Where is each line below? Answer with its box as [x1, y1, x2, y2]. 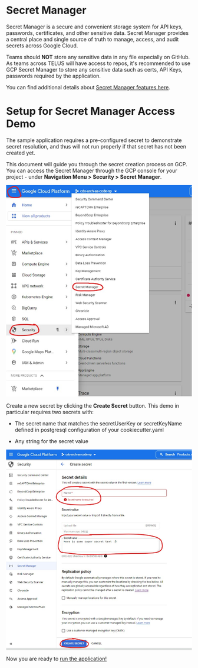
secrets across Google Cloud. [6, 42, 78, 49]
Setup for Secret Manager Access [6, 105, 176, 118]
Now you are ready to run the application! [6, 655, 107, 662]
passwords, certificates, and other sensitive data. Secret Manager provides [6, 29, 189, 36]
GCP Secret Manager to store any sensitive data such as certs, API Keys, [6, 66, 183, 73]
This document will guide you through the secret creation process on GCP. [6, 160, 187, 167]
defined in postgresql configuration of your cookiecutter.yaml [14, 427, 164, 434]
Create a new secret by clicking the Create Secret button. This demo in [6, 402, 180, 409]
